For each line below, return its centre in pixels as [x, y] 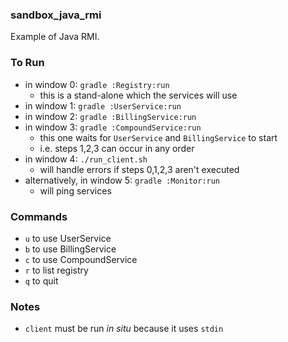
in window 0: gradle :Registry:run [97, 84]
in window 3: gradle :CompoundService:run [113, 127]
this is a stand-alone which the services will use [138, 95]
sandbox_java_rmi [56, 15]
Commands [39, 216]
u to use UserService [68, 238]
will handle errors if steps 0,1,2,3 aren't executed [139, 169]
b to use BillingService [70, 249]
